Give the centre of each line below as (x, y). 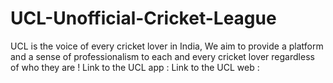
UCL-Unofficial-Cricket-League (143, 18)
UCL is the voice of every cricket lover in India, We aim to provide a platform (167, 46)
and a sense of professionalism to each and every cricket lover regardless (162, 56)
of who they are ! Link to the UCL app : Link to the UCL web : (135, 67)
